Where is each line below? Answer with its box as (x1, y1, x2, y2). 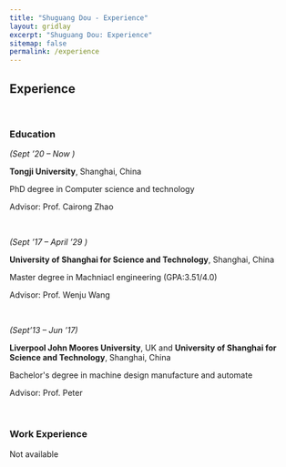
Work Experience (9, 428, 88, 441)
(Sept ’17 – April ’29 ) (9, 237, 88, 248)
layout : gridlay (9, 22, 71, 31)
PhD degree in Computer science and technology (9, 184, 195, 195)
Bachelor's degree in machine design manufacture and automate (9, 370, 253, 381)
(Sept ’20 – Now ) (9, 148, 76, 159)
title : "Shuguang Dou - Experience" (9, 13, 148, 23)
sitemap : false (9, 38, 67, 48)
